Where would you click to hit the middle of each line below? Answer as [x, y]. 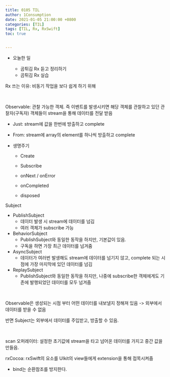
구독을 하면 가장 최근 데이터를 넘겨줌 [56, 246]
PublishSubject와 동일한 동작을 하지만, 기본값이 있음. [73, 240]
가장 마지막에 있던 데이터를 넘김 [61, 264]
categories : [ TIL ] [25, 24]
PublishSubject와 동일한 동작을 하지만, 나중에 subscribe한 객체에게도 [90, 276]
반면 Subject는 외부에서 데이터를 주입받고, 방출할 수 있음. [62, 320]
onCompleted [35, 185]
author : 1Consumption [28, 15]
